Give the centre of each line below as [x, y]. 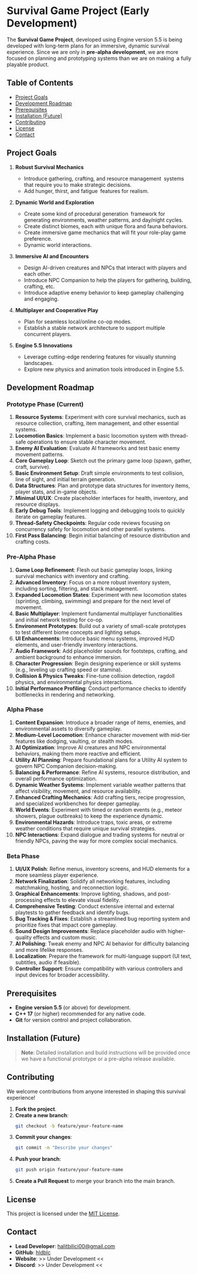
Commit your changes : [43, 1137]
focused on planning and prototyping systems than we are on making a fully [99, 58]
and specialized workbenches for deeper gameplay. [78, 803]
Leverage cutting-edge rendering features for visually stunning [100, 357]
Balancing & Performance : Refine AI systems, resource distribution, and [102, 772]
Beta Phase [23, 856]
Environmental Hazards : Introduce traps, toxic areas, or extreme [94, 822]
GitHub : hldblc [33, 1252]
